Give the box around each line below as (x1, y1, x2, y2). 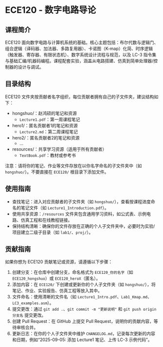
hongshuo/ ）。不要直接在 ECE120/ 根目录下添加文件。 (5, 169, 109, 175)
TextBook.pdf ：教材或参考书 (19, 152, 76, 158)
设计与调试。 (18, 64, 44, 70)
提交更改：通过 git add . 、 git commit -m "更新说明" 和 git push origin (12, 306, 157, 312)
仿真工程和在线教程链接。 (20, 217, 72, 223)
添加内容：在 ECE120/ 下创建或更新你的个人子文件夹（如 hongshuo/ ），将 (12, 282, 156, 288)
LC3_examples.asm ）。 (12, 300, 54, 306)
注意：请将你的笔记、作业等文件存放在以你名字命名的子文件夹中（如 (5, 162, 142, 168)
